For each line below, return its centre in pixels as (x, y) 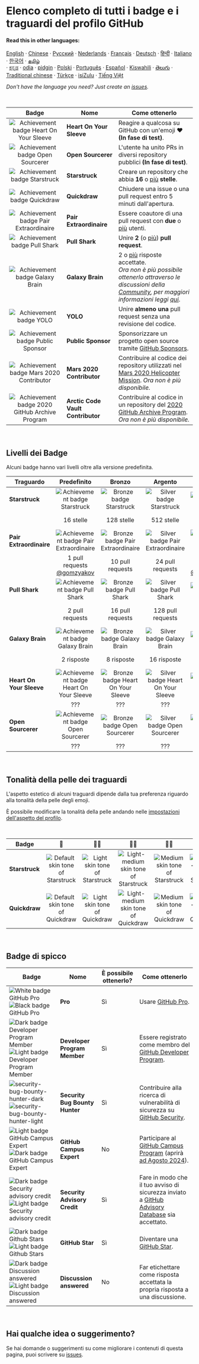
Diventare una (159, 1239)
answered (74, 1286)
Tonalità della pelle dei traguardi (67, 779)
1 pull (76, 558)
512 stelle (165, 520)
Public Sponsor (88, 341)
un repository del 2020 (150, 405)
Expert (70, 1156)
